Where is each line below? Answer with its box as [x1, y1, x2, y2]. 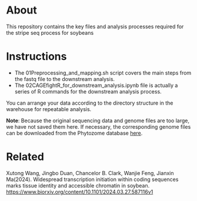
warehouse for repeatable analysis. [6, 105, 92, 112]
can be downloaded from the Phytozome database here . [6, 129, 143, 136]
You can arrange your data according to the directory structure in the [6, 99, 173, 106]
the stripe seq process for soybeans [6, 29, 94, 36]
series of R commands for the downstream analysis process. [14, 88, 162, 95]
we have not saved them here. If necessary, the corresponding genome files [6, 123, 191, 130]
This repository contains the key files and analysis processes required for [6, 23, 184, 30]
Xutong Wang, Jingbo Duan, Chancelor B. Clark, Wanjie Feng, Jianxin [6, 169, 175, 176]
